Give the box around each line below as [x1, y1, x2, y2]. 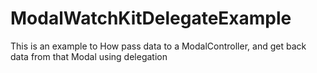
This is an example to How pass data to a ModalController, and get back [10, 40, 307, 52]
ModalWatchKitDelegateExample [10, 7, 292, 30]
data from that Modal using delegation [10, 50, 168, 62]
